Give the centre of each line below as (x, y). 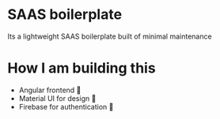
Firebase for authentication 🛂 (66, 106)
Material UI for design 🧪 (57, 98)
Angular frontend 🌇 (50, 90)
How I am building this (82, 68)
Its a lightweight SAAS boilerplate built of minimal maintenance (110, 36)
